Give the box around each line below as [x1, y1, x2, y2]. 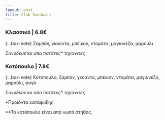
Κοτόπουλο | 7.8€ [5, 63, 50, 70]
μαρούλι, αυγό [5, 79, 37, 86]
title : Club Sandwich [5, 12, 51, 17]
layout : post [5, 7, 33, 13]
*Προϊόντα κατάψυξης [5, 99, 54, 105]
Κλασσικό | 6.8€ [5, 29, 47, 36]
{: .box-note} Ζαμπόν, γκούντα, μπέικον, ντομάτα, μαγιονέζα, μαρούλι [5, 40, 153, 46]
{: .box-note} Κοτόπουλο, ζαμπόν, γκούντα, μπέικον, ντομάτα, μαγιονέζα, [5, 74, 160, 81]
